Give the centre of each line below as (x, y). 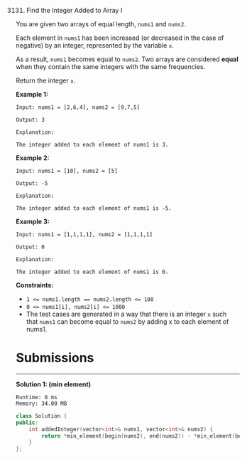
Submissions (55, 358)
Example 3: (33, 221)
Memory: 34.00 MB (42, 403)
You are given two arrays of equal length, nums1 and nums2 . (101, 24)
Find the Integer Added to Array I (74, 10)
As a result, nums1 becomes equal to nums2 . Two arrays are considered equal (127, 59)
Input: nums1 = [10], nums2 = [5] (67, 171)
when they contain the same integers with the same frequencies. (111, 67)
